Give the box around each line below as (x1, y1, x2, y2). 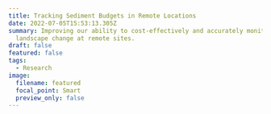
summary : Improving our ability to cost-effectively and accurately (8, 26, 244, 35)
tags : (8, 57, 27, 65)
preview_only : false (15, 94, 85, 102)
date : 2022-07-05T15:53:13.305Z (8, 19, 117, 27)
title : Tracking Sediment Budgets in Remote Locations (8, 11, 197, 20)
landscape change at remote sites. (15, 34, 135, 43)
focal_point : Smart (15, 86, 81, 95)
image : (8, 71, 31, 79)
